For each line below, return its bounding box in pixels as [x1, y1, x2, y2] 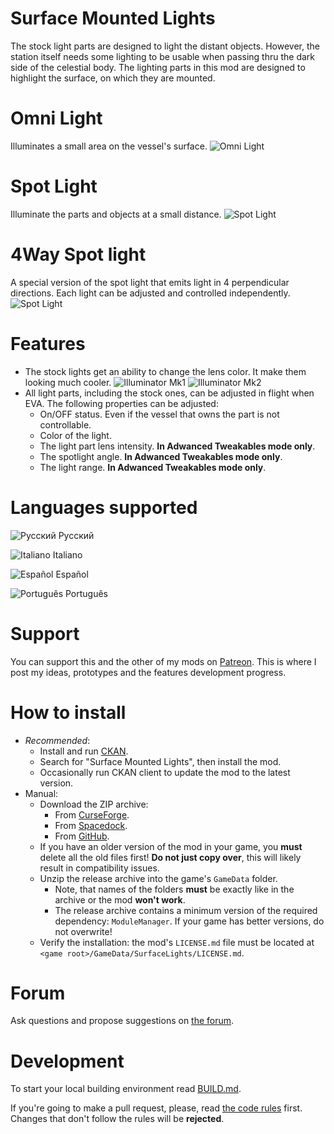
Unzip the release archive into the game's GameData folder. [39, 872, 278, 884]
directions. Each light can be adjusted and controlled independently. [10, 287, 291, 299]
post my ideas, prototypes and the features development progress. [10, 666, 287, 678]
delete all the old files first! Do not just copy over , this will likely [39, 851, 302, 863]
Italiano [52, 548, 83, 561]
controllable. [39, 418, 92, 431]
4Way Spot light [10, 243, 147, 266]
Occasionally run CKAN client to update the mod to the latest [39, 766, 291, 778]
